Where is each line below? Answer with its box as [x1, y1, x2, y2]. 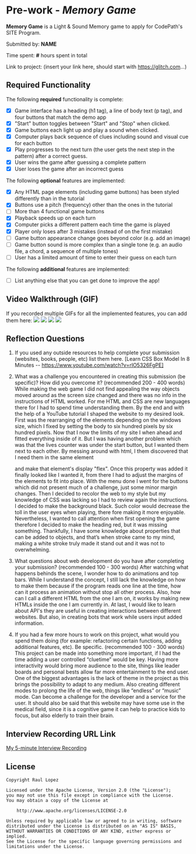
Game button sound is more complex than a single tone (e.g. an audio [14, 241, 183, 248]
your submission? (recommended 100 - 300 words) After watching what [14, 563, 189, 571]
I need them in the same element [14, 454, 94, 461]
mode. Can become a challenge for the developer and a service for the [14, 694, 186, 701]
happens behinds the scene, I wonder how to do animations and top [14, 570, 178, 577]
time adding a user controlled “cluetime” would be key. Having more [14, 656, 178, 663]
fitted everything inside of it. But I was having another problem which [14, 435, 181, 442]
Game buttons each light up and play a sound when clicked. [14, 127, 159, 134]
